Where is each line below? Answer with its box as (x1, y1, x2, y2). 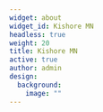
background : (17, 80, 63, 89)
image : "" (25, 89, 63, 98)
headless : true (9, 30, 66, 39)
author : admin (9, 64, 63, 73)
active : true (9, 55, 58, 64)
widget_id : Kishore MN (9, 22, 94, 31)
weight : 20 (9, 38, 50, 48)
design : (9, 72, 39, 81)
